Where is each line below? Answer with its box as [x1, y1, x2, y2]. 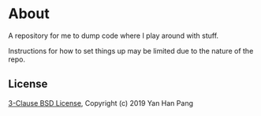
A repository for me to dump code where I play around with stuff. [8, 31, 219, 40]
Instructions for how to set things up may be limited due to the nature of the [8, 46, 254, 55]
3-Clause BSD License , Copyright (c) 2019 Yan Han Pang [8, 98, 193, 107]
